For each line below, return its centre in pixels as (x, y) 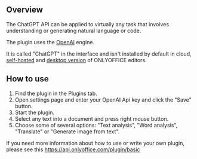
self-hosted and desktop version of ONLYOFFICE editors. (77, 60)
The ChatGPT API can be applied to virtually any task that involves (87, 24)
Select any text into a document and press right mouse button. (92, 118)
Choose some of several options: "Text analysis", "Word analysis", (96, 125)
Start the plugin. (35, 112)
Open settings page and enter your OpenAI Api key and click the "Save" (103, 100)
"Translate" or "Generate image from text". (67, 132)
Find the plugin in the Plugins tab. (56, 93)
